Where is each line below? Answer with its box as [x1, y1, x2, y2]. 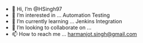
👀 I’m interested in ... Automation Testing [11, 12, 110, 19]
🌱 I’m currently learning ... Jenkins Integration [11, 18, 122, 24]
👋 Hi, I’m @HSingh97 [11, 6, 62, 12]
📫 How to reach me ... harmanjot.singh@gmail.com [11, 31, 137, 37]
